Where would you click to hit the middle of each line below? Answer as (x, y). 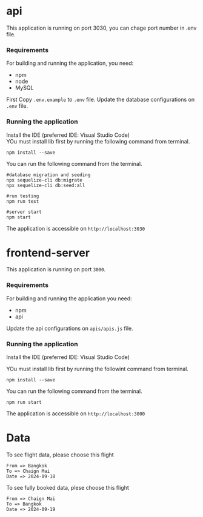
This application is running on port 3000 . (56, 269)
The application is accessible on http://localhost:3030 (76, 228)
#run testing (23, 196)
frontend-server (48, 253)
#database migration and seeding (48, 175)
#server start (24, 212)
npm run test (23, 201)
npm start (19, 217)
